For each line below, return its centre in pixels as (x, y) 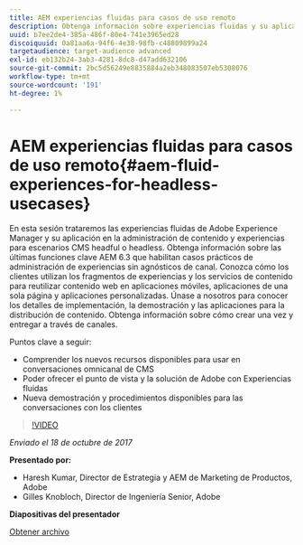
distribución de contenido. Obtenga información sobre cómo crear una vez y (151, 315)
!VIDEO (45, 425)
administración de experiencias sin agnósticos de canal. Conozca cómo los (149, 267)
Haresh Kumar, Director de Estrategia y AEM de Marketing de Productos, (157, 478)
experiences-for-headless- (114, 184)
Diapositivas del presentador (64, 514)
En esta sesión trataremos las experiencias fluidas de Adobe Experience (143, 229)
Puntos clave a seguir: (50, 342)
